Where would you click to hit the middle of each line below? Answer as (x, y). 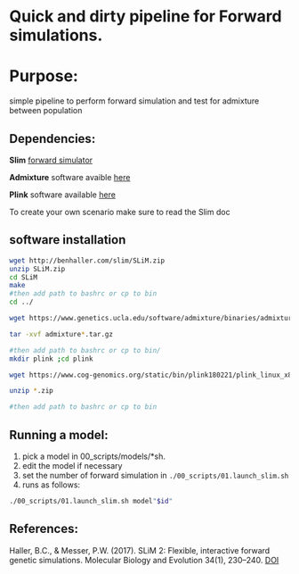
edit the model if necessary (72, 465)
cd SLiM (24, 277)
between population (46, 111)
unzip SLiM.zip (37, 269)
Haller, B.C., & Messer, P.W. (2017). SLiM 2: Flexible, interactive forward (140, 550)
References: (44, 529)
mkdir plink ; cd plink (51, 359)
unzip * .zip (31, 391)
